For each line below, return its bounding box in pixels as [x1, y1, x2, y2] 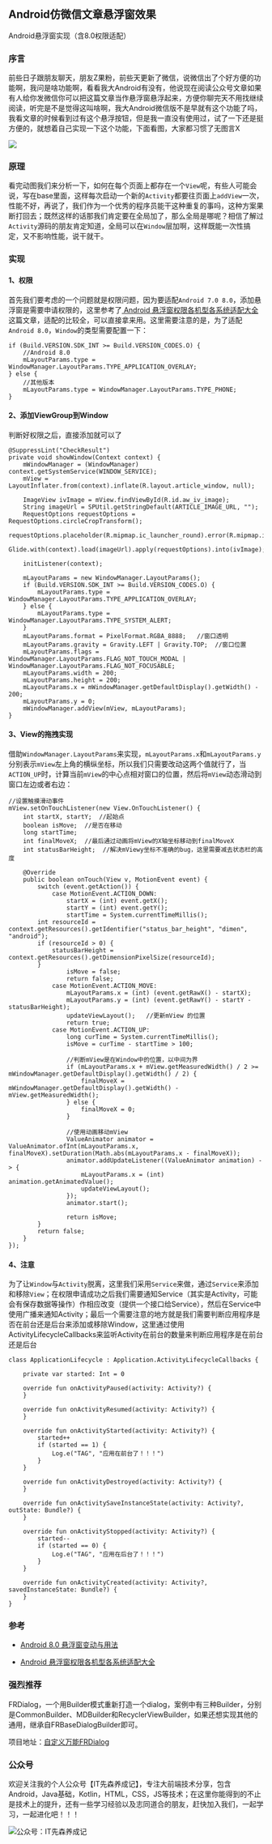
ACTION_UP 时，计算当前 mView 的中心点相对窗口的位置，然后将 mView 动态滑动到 [8, 769, 262, 779]
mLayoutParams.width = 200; [23, 669, 117, 677]
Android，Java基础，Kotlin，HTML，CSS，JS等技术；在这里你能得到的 [8, 1789, 248, 1799]
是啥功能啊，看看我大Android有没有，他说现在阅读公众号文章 [43, 83, 248, 93]
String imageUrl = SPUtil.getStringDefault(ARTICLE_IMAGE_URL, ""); [23, 503, 259, 511]
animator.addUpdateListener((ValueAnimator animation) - [66, 1156, 263, 1165]
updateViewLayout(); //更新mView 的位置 [66, 1011, 206, 1020]
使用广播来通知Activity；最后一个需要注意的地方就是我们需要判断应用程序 [8, 1310, 253, 1319]
